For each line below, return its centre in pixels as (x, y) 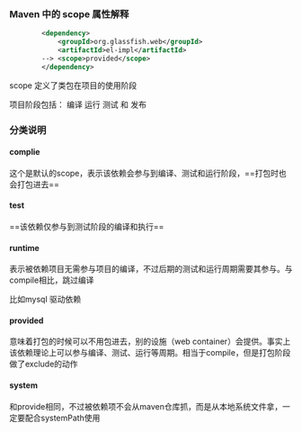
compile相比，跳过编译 (52, 280)
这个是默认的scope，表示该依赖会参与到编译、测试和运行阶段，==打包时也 (148, 173)
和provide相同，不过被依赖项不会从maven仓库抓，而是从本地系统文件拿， (146, 406)
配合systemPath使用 (62, 418)
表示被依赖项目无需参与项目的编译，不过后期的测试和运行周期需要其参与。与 (151, 269)
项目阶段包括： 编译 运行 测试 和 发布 (78, 104)
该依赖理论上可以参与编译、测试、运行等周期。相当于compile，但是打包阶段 (150, 353)
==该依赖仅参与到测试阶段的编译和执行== (87, 226)
